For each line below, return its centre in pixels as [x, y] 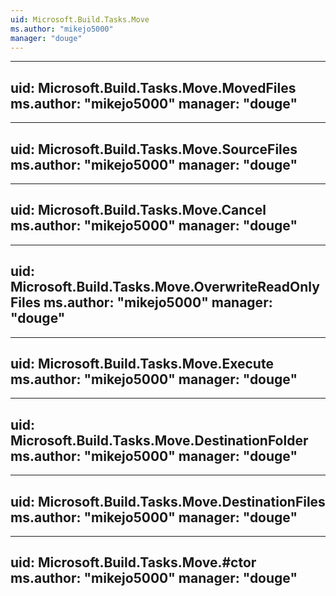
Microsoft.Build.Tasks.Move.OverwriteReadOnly [165, 287]
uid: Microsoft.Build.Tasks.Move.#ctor [133, 562]
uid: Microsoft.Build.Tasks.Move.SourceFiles [154, 149]
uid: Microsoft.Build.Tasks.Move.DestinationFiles [168, 501]
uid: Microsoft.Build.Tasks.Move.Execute [142, 364]
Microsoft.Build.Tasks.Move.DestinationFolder [159, 440]
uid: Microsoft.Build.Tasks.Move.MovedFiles [153, 87]
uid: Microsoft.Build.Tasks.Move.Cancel [138, 210]
